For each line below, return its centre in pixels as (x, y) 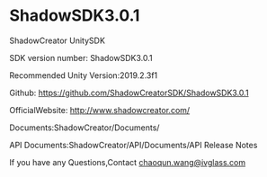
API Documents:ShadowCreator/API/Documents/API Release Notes (133, 145)
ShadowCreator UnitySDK (58, 40)
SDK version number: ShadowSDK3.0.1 (81, 58)
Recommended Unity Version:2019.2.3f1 (84, 75)
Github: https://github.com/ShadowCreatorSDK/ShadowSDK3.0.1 (129, 93)
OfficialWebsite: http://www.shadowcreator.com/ (100, 110)
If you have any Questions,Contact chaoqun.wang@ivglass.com (128, 162)
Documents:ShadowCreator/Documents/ (85, 128)
